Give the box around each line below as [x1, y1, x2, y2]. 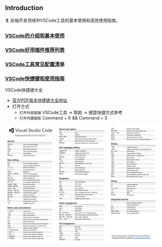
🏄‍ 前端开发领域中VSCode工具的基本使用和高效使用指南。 [5, 17, 120, 23]
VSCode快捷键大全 [5, 87, 43, 93]
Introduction [5, 4, 44, 12]
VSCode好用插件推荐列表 [5, 46, 65, 53]
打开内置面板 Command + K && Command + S [19, 115, 108, 121]
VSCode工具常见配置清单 [5, 61, 65, 68]
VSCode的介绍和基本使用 [5, 32, 65, 39]
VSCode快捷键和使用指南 [5, 75, 65, 82]
